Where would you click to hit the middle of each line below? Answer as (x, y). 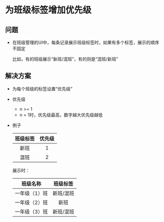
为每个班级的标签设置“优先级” (42, 88)
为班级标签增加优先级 (49, 10)
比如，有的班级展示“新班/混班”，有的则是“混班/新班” (65, 59)
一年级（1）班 (31, 193)
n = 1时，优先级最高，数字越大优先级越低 (61, 115)
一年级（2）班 (31, 202)
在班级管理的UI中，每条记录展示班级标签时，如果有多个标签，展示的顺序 (85, 42)
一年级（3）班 (31, 212)
